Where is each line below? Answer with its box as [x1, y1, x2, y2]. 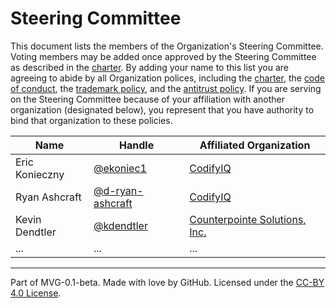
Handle [119, 138, 155, 152]
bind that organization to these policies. [10, 114, 173, 126]
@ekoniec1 [93, 161, 147, 175]
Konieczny [15, 167, 65, 181]
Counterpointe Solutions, [189, 212, 307, 226]
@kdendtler [93, 218, 148, 232]
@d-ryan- [93, 183, 144, 197]
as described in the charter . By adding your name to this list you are [10, 61, 289, 73]
